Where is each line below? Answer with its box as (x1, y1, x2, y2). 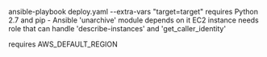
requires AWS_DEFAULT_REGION (8, 39, 119, 49)
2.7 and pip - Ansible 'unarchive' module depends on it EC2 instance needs (8, 15, 260, 25)
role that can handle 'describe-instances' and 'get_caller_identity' (8, 24, 227, 33)
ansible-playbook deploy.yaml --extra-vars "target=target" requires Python (8, 7, 258, 16)
